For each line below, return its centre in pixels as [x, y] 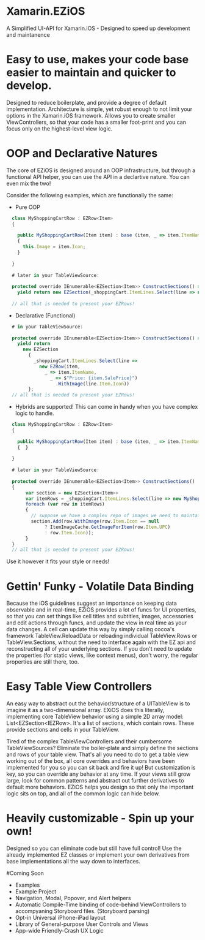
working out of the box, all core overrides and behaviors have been [91, 761]
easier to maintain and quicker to [91, 73]
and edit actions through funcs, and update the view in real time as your [97, 623]
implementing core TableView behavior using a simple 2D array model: [95, 717]
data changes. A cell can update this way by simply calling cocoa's [91, 629]
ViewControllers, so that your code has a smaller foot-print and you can [96, 122]
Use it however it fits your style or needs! [58, 561]
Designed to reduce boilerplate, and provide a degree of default [86, 102]
